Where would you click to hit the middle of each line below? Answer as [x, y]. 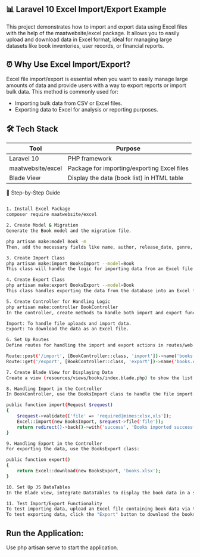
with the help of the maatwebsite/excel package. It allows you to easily [93, 33]
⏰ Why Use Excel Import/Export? [68, 65]
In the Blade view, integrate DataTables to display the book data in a [98, 493]
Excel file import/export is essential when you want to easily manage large [97, 79]
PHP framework [90, 159]
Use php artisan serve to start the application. [62, 547]
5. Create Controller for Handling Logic [58, 301]
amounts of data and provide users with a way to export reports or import [96, 85]
